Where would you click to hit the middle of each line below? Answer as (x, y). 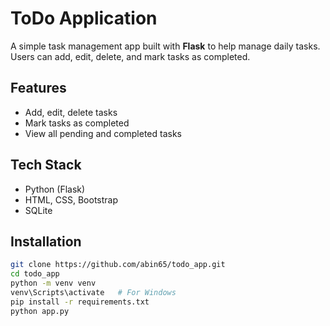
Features (38, 88)
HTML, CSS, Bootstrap (71, 199)
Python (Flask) (55, 189)
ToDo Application (84, 18)
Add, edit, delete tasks (71, 112)
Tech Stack (46, 165)
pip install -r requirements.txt (80, 302)
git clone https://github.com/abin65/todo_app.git (118, 265)
